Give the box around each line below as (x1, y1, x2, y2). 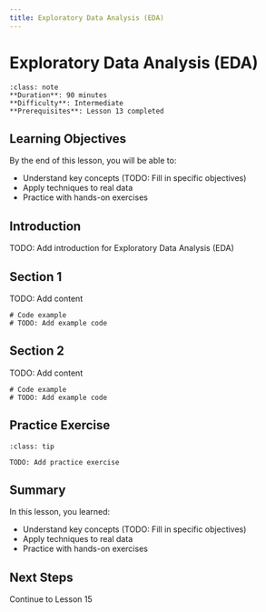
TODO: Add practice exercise (9, 457, 120, 467)
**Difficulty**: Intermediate (9, 98, 124, 107)
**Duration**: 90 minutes (9, 90, 107, 100)
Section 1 (9, 269, 62, 285)
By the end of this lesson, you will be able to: (9, 156, 177, 166)
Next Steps (9, 569, 74, 585)
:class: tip (9, 442, 54, 451)
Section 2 (9, 343, 65, 359)
